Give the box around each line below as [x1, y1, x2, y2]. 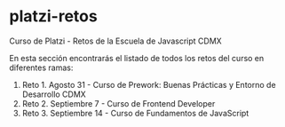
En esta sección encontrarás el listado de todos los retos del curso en [9, 52, 265, 63]
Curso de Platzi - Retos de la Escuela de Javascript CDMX [9, 36, 222, 46]
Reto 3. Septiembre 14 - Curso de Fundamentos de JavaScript [21, 107, 249, 118]
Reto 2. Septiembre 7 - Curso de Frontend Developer [21, 98, 216, 108]
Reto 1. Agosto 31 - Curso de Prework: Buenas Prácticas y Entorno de [21, 79, 277, 90]
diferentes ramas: [9, 62, 74, 73]
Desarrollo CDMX [21, 89, 86, 99]
